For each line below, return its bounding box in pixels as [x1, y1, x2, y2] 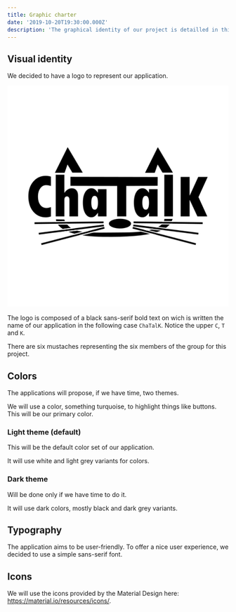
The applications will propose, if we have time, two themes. [7, 389, 179, 397]
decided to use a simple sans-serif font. [7, 550, 123, 559]
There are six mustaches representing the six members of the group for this [7, 342, 227, 351]
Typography [7, 524, 62, 536]
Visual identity [7, 53, 72, 65]
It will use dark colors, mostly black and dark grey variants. [7, 504, 178, 512]
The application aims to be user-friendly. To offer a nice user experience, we [7, 543, 229, 551]
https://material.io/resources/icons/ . [7, 597, 112, 605]
